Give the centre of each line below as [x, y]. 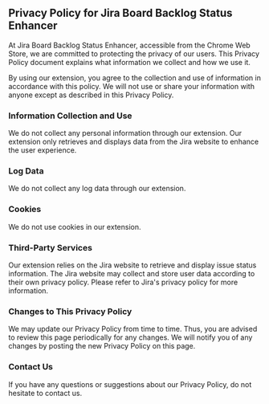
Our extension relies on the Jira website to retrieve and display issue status [132, 265]
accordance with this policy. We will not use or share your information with [132, 86]
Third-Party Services [50, 247]
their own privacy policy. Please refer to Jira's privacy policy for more [123, 282]
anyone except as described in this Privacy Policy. [91, 95]
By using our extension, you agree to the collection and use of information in [134, 78]
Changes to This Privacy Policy [70, 311]
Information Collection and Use [70, 116]
